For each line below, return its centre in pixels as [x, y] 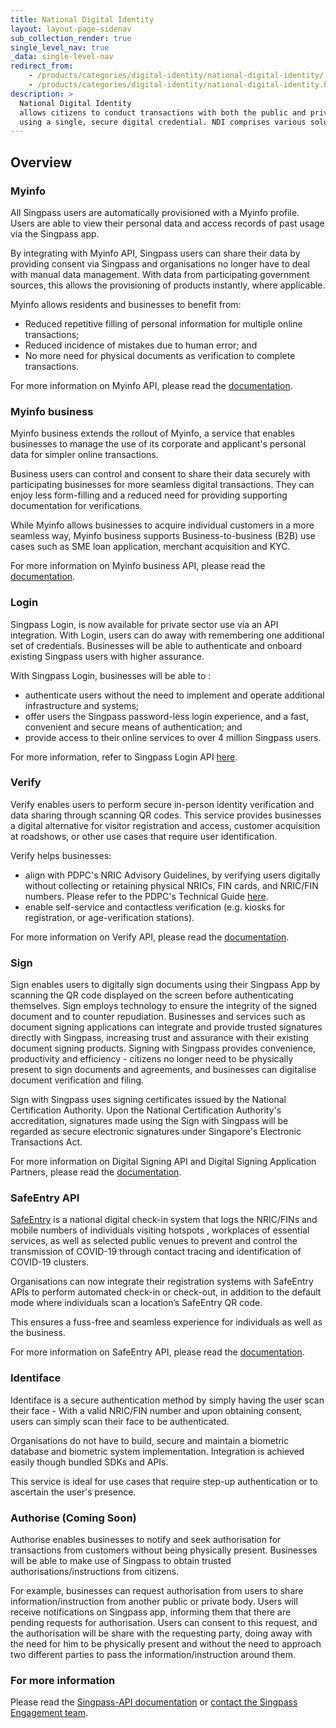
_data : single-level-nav [62, 57]
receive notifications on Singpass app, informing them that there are [151, 1612]
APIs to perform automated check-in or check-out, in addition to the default [166, 1292]
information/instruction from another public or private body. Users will [154, 1602]
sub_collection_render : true [71, 38]
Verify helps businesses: [61, 855]
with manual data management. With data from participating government [160, 274]
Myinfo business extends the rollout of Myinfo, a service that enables [153, 433]
